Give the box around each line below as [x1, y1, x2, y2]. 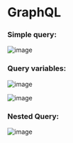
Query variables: [7, 63, 67, 73]
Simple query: [7, 30, 57, 40]
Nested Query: [7, 111, 60, 121]
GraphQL [7, 4, 62, 21]
